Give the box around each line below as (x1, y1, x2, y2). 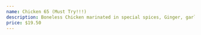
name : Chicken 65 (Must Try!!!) (6, 8, 87, 15)
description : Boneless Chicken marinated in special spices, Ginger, (6, 14, 184, 20)
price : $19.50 (6, 20, 42, 26)
